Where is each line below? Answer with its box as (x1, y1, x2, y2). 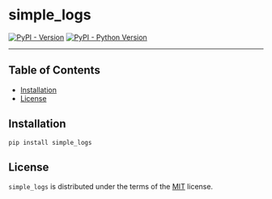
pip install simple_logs (8, 138, 92, 146)
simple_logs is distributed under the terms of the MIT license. (8, 182, 213, 192)
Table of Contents (8, 63, 101, 78)
